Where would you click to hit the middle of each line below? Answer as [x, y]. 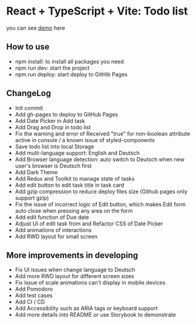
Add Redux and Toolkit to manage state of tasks [75, 178]
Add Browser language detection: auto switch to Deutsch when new [100, 159]
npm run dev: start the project [52, 68]
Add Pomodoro [34, 289]
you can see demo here [36, 28]
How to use [28, 47]
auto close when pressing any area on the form [74, 210]
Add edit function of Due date [52, 217]
